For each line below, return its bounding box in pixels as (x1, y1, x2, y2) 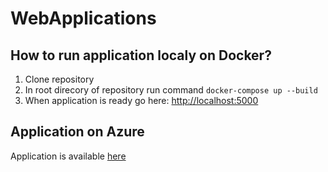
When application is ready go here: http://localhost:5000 (24, 95, 259, 106)
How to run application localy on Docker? (10, 47, 272, 64)
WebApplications (10, 7, 157, 30)
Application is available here (10, 150, 127, 162)
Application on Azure (10, 123, 145, 141)
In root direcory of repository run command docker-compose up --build (24, 84, 318, 96)
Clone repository (24, 73, 95, 85)
